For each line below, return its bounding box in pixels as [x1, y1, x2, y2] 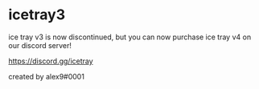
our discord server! [8, 40, 72, 50]
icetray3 [8, 6, 66, 24]
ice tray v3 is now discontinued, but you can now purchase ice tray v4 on [8, 32, 252, 42]
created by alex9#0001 [8, 71, 84, 81]
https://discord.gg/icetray [8, 56, 94, 66]
